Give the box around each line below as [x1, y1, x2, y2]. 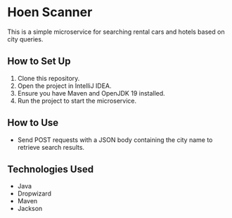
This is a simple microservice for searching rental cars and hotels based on [7, 27, 225, 36]
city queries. [7, 34, 44, 43]
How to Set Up [7, 56, 71, 68]
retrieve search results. [17, 143, 85, 151]
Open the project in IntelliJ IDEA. [17, 82, 112, 90]
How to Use [7, 117, 59, 129]
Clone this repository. [17, 74, 80, 82]
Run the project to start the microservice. [17, 96, 137, 105]
